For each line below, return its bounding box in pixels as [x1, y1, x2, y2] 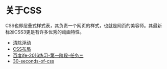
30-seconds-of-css [12, 58, 55, 64]
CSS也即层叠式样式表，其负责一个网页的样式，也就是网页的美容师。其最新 [5, 22, 162, 28]
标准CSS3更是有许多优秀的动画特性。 [5, 28, 84, 35]
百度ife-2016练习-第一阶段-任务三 [12, 52, 84, 58]
